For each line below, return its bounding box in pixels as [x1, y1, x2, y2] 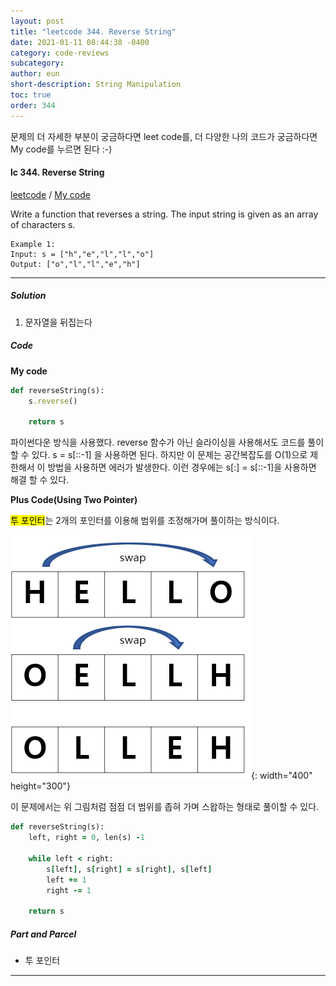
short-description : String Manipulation [10, 80, 182, 90]
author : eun [10, 69, 60, 79]
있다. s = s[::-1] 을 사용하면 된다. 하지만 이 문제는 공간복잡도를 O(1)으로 [31, 449, 308, 461]
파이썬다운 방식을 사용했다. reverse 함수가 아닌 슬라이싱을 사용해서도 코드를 [10, 436, 306, 449]
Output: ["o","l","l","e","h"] [10, 259, 141, 269]
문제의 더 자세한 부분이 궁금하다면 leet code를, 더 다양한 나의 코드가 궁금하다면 [10, 130, 318, 142]
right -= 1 [46, 885, 92, 895]
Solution [10, 290, 47, 302]
